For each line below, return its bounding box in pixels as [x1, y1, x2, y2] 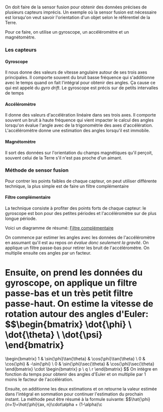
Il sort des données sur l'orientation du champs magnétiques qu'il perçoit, [5, 150, 153, 156]
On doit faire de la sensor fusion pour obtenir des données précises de [5, 4, 147, 10]
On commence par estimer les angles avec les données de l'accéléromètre [5, 235, 155, 240]
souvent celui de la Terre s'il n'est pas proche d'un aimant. [5, 155, 123, 160]
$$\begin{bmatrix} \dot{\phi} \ [5, 319, 132, 330]
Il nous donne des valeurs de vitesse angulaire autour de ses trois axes [5, 69, 147, 75]
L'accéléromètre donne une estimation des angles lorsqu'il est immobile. [5, 128, 150, 134]
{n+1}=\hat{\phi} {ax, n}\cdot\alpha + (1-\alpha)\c [5, 401, 103, 407]
